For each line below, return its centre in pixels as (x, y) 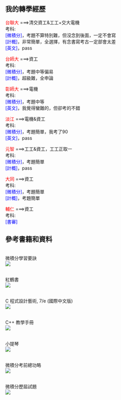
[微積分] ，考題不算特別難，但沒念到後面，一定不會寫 (61, 35)
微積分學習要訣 (21, 258)
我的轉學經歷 (26, 9)
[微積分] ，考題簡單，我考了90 (37, 131)
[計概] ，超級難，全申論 (29, 78)
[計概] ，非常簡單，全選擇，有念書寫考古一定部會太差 (61, 41)
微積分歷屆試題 (21, 386)
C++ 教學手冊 (20, 322)
